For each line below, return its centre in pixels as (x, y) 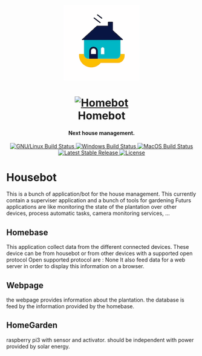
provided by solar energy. (38, 346)
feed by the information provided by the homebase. (70, 306)
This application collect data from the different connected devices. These (98, 247)
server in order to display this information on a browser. (75, 266)
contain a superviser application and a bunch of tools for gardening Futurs (99, 200)
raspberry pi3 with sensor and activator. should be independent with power (100, 340)
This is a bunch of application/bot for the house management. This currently (101, 194)
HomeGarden (32, 325)
